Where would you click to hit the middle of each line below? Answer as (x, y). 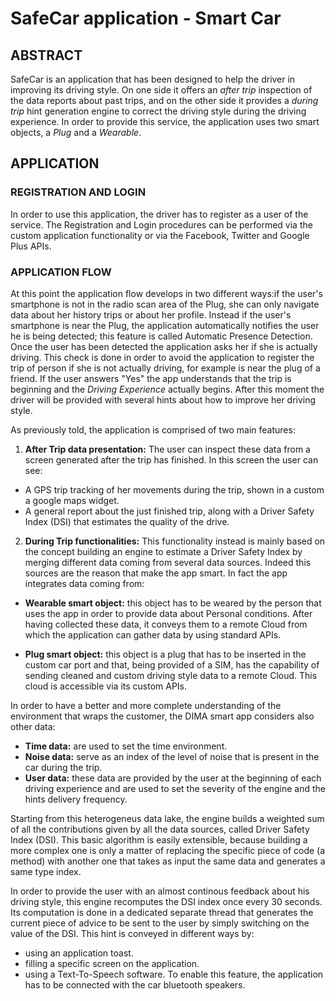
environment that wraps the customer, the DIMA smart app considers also (162, 716)
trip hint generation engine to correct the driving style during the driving (158, 111)
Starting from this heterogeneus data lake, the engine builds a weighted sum (167, 818)
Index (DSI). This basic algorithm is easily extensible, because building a (159, 839)
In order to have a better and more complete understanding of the (146, 705)
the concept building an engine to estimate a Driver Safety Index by (163, 551)
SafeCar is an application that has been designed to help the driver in (153, 79)
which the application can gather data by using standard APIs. (153, 634)
